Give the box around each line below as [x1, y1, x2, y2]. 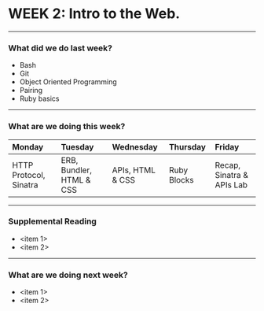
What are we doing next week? [8, 269, 128, 280]
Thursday [168, 141, 207, 152]
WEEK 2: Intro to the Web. [8, 5, 181, 23]
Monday [12, 141, 44, 152]
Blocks [168, 174, 194, 185]
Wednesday [112, 141, 159, 152]
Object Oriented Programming [19, 77, 118, 87]
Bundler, [60, 165, 93, 176]
